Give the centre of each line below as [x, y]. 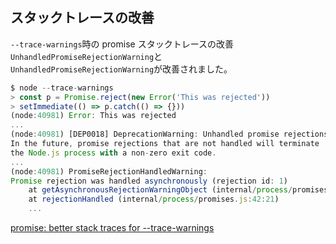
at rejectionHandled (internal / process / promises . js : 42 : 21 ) [154, 199]
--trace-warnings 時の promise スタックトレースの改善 [122, 44]
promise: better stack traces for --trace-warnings [112, 228]
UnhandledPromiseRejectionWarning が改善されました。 [121, 69]
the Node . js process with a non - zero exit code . [113, 153]
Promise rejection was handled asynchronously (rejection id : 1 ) [149, 181]
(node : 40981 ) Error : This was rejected [93, 116]
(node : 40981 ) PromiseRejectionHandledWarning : [109, 171]
